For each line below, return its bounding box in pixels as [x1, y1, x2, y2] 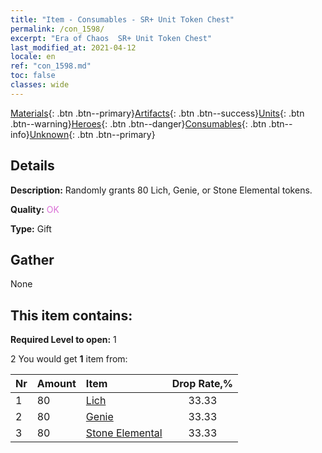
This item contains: [10, 307, 133, 324]
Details [10, 157, 55, 175]
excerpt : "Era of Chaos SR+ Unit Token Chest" [10, 33, 213, 43]
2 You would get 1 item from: [10, 353, 128, 365]
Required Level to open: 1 [10, 334, 117, 346]
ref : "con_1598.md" [10, 61, 92, 71]
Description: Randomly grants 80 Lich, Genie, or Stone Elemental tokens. [10, 184, 313, 196]
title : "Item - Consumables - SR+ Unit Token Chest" [10, 14, 235, 25]
